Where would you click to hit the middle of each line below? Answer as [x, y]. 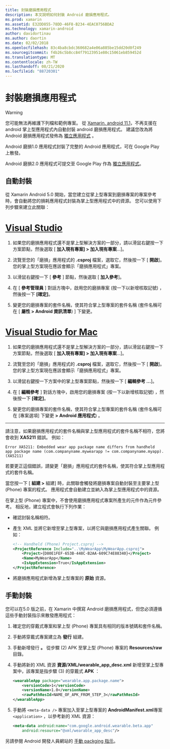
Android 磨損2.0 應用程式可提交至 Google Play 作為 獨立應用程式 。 [75, 164]
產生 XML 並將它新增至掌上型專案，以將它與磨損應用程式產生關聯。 [83, 528]
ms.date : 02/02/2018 [27, 43]
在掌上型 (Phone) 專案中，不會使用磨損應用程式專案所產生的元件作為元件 [81, 500]
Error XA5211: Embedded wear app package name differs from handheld [80, 447]
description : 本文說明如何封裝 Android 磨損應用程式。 [58, 15]
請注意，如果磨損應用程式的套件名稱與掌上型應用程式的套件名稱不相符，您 [83, 431]
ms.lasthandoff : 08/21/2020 [35, 67]
